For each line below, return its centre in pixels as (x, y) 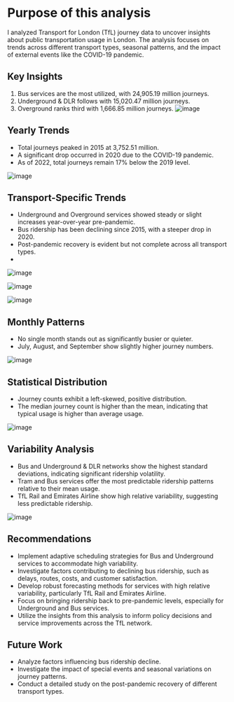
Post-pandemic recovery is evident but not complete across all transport (122, 245)
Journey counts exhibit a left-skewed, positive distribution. (102, 399)
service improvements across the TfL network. (85, 623)
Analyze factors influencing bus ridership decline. (89, 662)
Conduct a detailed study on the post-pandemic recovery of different (117, 684)
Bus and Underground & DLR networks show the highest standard (112, 466)
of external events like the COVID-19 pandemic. (76, 55)
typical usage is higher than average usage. (81, 414)
